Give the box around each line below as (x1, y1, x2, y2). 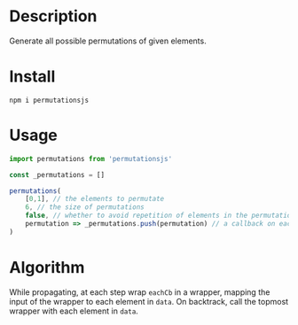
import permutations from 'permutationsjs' (9, 154, 173, 163)
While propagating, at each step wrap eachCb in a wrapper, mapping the (9, 286, 271, 298)
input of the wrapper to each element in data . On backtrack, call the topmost (9, 296, 289, 306)
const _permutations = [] (9, 170, 105, 179)
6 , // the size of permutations (25, 203, 145, 212)
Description (9, 6, 98, 27)
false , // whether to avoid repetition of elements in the (25, 211, 248, 221)
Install (9, 66, 56, 87)
